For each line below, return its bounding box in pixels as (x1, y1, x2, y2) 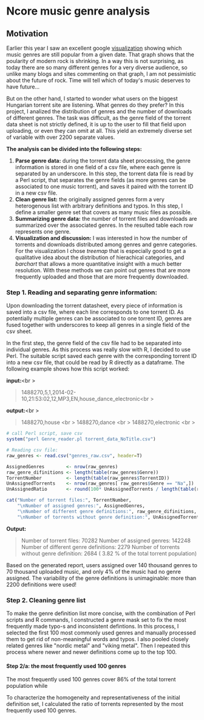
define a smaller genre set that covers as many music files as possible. (15, 209, 192, 216)
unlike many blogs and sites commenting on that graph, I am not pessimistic (6, 70, 196, 77)
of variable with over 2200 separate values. (6, 133, 115, 141)
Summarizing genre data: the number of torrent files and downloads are (15, 215, 197, 222)
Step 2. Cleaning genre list (6, 596, 86, 604)
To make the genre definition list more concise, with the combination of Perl (6, 610, 195, 617)
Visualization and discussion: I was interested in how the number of (15, 235, 188, 241)
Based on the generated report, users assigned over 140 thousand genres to (6, 561, 197, 568)
